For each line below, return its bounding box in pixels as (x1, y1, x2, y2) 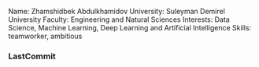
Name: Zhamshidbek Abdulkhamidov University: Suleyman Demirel (8, 7, 226, 16)
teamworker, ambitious (8, 31, 83, 41)
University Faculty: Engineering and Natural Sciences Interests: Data (8, 15, 230, 24)
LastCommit (8, 51, 57, 62)
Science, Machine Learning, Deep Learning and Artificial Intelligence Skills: (8, 23, 252, 32)
